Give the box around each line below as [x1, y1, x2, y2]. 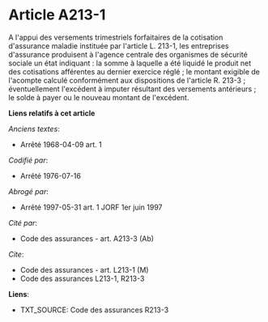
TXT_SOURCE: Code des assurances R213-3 [19, 305, 169, 315]
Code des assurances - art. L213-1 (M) [19, 265, 149, 274]
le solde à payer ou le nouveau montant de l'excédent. [8, 92, 189, 102]
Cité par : [8, 218, 38, 227]
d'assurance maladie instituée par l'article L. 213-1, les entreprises [8, 40, 229, 50]
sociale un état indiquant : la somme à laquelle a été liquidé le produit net [8, 58, 252, 68]
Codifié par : [8, 155, 49, 165]
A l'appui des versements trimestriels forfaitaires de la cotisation [8, 32, 223, 42]
